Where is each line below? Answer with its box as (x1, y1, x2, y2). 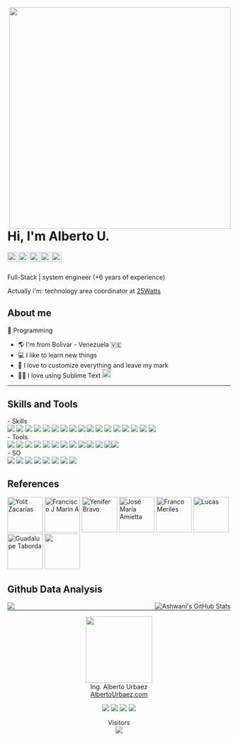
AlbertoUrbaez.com (90, 690, 148, 698)
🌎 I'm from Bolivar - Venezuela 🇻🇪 (17, 340, 122, 349)
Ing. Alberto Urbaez (90, 683, 148, 691)
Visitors (108, 718, 130, 727)
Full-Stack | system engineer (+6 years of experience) (7, 273, 166, 281)
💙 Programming (7, 326, 53, 334)
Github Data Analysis (7, 583, 103, 595)
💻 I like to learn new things (17, 351, 98, 359)
